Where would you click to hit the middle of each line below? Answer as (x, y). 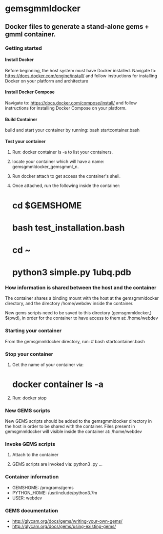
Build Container (21, 119)
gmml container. (31, 34)
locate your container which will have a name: (58, 162)
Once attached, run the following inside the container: (66, 185)
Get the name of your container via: (48, 365)
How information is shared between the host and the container (81, 288)
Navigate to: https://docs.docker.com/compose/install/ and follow (71, 103)
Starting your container (33, 331)
